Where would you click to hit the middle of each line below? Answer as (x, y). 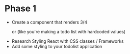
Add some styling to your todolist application (57, 46)
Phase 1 (20, 9)
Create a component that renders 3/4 (50, 22)
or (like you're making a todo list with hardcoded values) (68, 31)
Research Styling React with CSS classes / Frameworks (67, 41)
